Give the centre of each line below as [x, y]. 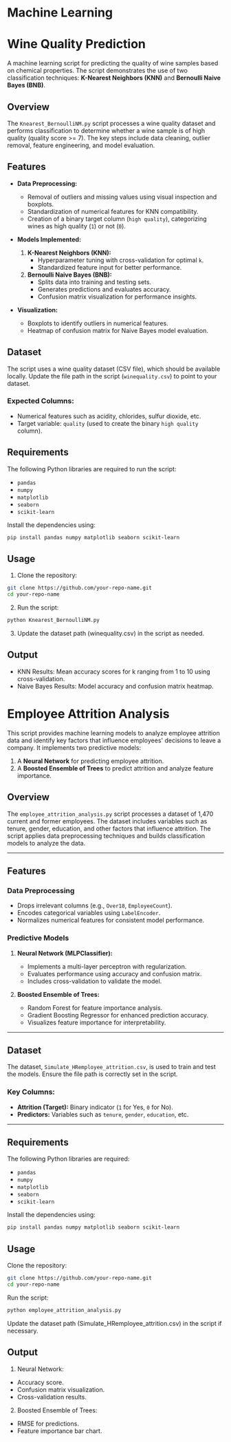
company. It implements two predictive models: [74, 747]
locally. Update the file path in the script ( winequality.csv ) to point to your [112, 376]
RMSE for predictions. [48, 1423]
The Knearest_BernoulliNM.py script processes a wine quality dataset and [111, 123]
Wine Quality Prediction [77, 44]
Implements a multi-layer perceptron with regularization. [107, 966]
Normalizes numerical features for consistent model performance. [111, 921]
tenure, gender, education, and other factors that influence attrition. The [109, 828]
